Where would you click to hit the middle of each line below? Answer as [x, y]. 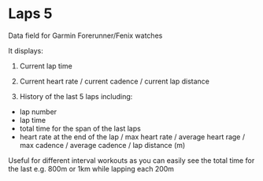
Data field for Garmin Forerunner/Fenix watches [85, 35]
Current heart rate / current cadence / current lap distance [115, 81]
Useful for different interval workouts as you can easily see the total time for [131, 160]
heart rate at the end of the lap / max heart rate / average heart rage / [132, 137]
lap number [38, 112]
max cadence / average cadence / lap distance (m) [102, 145]
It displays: [26, 50]
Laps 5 [30, 14]
